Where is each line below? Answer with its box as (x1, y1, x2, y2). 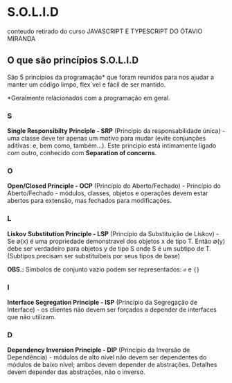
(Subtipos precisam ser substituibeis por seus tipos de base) (7, 251, 181, 260)
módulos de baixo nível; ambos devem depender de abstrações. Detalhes (7, 361, 217, 369)
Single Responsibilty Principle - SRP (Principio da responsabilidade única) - (7, 127, 226, 135)
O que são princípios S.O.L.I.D (7, 55, 139, 66)
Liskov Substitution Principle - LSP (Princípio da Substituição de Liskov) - (7, 229, 220, 238)
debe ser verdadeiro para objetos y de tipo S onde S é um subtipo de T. (7, 244, 211, 253)
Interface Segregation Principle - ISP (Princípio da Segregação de (7, 298, 198, 306)
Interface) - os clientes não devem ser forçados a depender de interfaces (7, 305, 217, 314)
